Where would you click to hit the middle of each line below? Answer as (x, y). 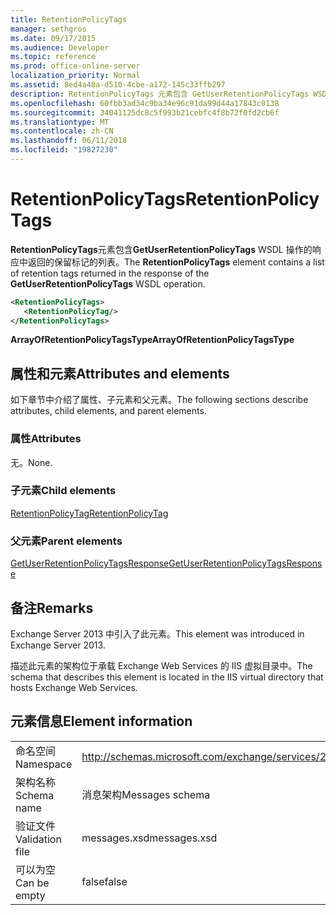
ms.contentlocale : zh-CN (62, 131)
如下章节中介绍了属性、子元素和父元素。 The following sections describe (159, 400)
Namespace (44, 764)
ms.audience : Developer (60, 47)
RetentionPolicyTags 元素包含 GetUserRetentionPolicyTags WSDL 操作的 (161, 249)
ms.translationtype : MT (60, 122)
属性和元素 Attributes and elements (120, 373)
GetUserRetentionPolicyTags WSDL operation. (108, 283)
